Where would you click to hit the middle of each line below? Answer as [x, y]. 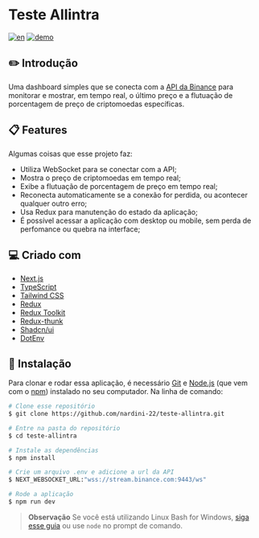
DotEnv [32, 339]
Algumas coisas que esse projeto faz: [70, 154]
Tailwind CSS [42, 296]
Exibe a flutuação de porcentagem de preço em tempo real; [119, 186]
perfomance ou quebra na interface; [80, 229]
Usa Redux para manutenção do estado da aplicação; [109, 212]
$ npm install [32, 458]
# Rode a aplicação [41, 495]
